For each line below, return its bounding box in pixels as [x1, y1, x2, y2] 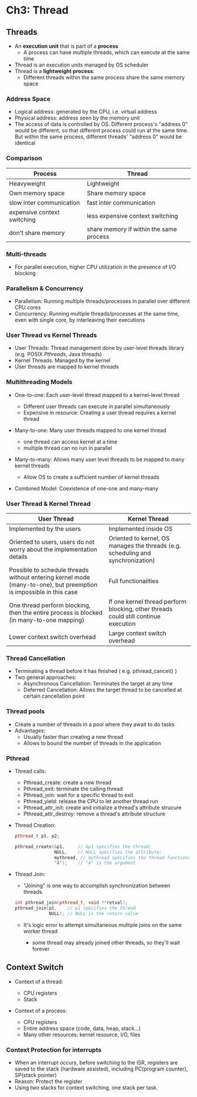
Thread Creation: [14, 821, 56, 828]
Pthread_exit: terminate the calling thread [23, 785, 123, 792]
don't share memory [9, 228, 65, 237]
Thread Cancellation [6, 654, 66, 662]
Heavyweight [9, 179, 46, 187]
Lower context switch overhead [9, 633, 96, 641]
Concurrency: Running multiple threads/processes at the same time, [14, 310, 180, 317]
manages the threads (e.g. [108, 542, 181, 550]
